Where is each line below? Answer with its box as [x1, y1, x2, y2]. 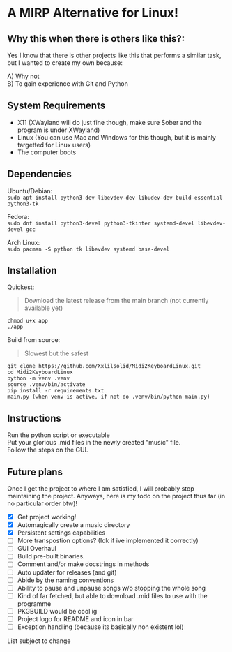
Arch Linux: [7, 238, 40, 246]
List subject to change [7, 637, 71, 645]
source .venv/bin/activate [7, 381, 86, 388]
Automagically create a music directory [17, 521, 130, 529]
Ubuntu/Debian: [7, 186, 53, 195]
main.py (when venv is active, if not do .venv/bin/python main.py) [7, 393, 210, 401]
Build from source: [7, 336, 61, 344]
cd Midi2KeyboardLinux [7, 369, 73, 376]
